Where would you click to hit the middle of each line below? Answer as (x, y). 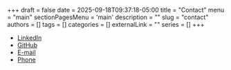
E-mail (26, 52)
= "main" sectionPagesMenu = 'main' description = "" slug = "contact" (108, 17)
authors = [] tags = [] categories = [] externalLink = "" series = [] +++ (106, 24)
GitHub (27, 45)
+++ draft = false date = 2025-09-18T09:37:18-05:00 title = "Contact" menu (116, 10)
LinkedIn (29, 38)
